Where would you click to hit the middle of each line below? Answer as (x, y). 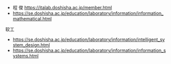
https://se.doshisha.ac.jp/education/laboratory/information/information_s (89, 50)
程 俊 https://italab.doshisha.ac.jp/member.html (62, 7)
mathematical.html (32, 19)
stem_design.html (31, 45)
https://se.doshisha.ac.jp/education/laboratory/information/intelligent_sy (89, 39)
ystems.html (26, 56)
